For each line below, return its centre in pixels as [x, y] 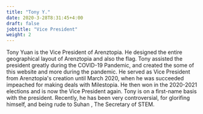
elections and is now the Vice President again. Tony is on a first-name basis [102, 91]
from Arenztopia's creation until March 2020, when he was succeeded [95, 78]
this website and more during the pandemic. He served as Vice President [98, 72]
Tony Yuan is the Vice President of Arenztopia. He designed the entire [94, 52]
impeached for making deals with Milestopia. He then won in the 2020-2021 [102, 85]
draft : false [23, 23]
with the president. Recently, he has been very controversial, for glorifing [98, 98]
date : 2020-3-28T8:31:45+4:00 [45, 18]
